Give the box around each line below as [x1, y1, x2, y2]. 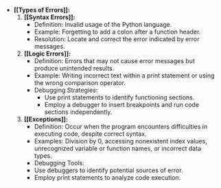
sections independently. [44, 108, 113, 116]
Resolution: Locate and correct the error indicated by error [34, 35, 200, 43]
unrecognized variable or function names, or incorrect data [34, 144, 201, 152]
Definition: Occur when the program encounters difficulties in [34, 123, 208, 130]
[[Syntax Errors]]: [23, 13, 75, 21]
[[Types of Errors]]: [13, 6, 71, 14]
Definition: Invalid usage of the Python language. [34, 21, 172, 28]
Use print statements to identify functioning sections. [44, 93, 195, 102]
